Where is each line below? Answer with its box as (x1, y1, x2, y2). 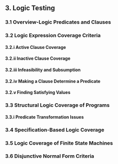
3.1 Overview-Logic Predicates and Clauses (5, 19, 112, 26)
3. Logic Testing (5, 4, 55, 12)
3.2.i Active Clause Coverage (5, 44, 66, 50)
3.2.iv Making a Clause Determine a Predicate (5, 78, 101, 84)
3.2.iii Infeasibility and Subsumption (5, 67, 81, 73)
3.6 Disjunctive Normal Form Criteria (5, 153, 94, 160)
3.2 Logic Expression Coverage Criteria (5, 32, 101, 39)
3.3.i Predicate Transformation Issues (5, 114, 84, 120)
